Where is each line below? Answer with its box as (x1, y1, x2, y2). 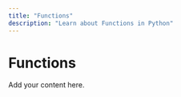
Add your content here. (8, 80, 85, 90)
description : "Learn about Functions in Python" (8, 19, 174, 27)
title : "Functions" (8, 11, 74, 20)
